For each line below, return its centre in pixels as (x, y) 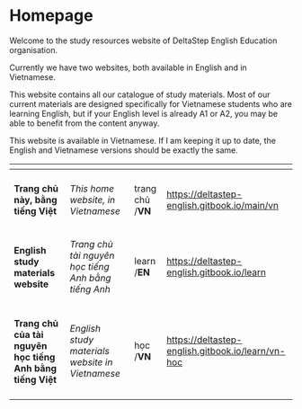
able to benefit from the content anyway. (84, 123)
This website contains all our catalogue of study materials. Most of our (140, 94)
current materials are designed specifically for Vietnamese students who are (151, 103)
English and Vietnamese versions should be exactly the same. (124, 150)
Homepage (51, 16)
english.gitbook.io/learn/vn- (226, 351)
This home (92, 188)
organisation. (34, 49)
